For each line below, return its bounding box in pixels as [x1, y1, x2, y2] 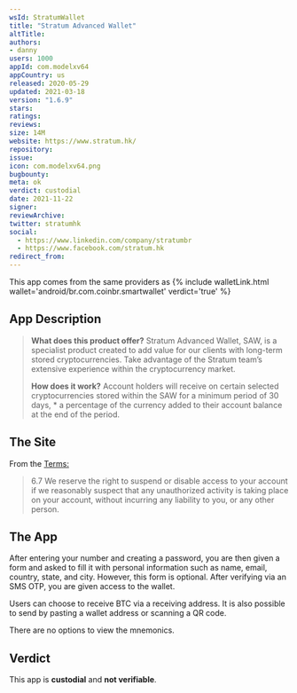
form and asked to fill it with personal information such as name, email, [9, 563, 268, 573]
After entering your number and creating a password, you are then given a [9, 553, 281, 563]
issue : [9, 153, 34, 162]
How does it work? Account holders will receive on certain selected [30, 381, 279, 391]
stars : [9, 104, 34, 113]
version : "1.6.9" [9, 95, 74, 105]
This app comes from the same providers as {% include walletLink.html [9, 277, 270, 287]
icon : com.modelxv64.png [9, 161, 101, 170]
